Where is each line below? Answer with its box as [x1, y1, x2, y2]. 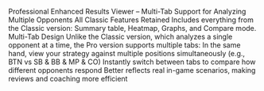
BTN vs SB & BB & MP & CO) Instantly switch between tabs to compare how [8, 57, 256, 66]
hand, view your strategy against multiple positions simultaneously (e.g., [8, 49, 245, 58]
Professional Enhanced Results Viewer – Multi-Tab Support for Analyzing [8, 7, 247, 16]
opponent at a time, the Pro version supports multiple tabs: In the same [8, 40, 241, 50]
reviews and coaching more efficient [8, 74, 128, 83]
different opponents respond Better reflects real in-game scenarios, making [8, 66, 256, 74]
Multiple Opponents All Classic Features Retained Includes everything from [8, 15, 254, 25]
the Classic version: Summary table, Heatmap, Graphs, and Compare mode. [8, 24, 257, 32]
